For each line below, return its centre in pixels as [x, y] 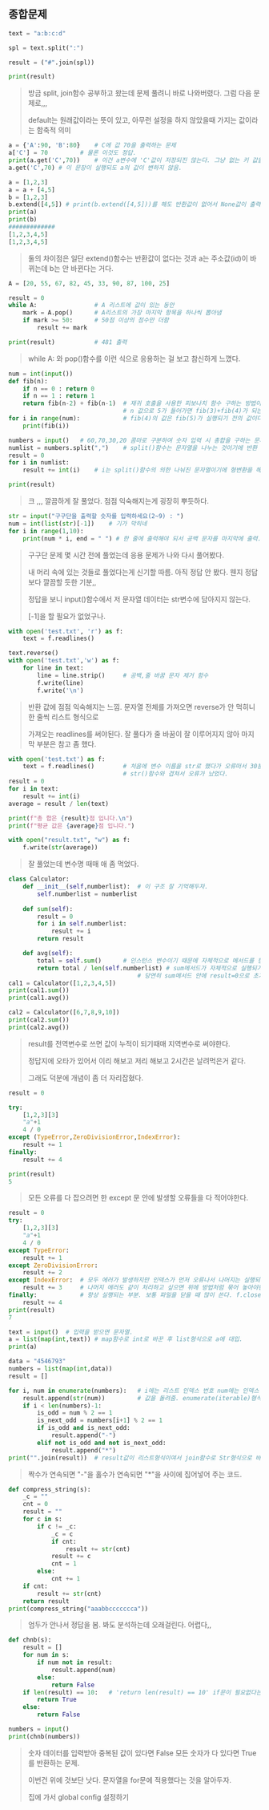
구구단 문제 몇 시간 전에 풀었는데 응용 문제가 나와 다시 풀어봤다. [126, 555]
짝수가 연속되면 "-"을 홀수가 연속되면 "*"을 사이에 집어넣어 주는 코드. [135, 1474]
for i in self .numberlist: [82, 924]
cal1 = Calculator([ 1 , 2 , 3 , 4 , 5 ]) [62, 983]
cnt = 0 [35, 1504]
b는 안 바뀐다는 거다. [81, 268]
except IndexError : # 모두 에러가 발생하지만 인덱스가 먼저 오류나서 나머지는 [124, 1280]
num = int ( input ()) [41, 374]
